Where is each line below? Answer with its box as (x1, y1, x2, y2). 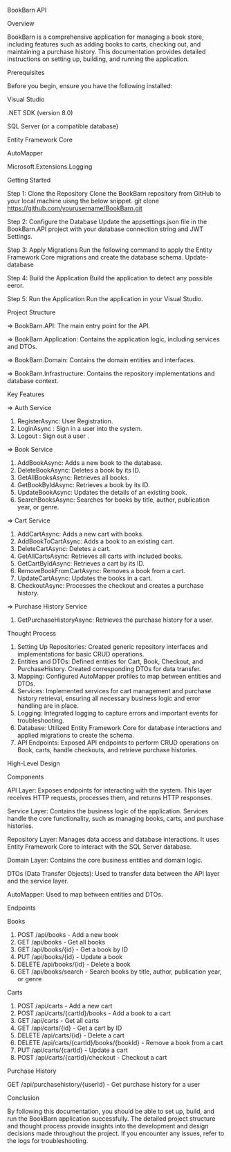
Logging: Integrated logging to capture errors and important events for (17, 709, 219, 717)
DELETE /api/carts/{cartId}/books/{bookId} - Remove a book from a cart (17, 1039, 223, 1047)
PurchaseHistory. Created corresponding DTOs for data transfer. (17, 665, 201, 672)
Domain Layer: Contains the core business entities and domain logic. (7, 856, 203, 864)
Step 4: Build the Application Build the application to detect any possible (7, 274, 213, 282)
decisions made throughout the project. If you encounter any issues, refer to (7, 1129, 225, 1137)
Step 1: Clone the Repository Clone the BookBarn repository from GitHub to (7, 189, 221, 197)
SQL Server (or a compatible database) (7, 122, 119, 130)
